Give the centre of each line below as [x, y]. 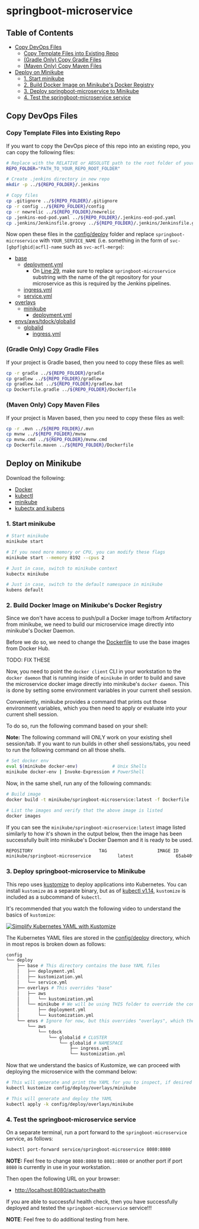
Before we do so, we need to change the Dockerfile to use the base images [98, 642]
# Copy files [22, 196]
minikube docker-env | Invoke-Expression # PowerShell [75, 772]
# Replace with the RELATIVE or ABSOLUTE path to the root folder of [94, 163]
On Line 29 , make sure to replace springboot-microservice [104, 271]
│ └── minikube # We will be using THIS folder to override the [100, 1004]
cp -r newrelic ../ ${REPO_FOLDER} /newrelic [61, 212]
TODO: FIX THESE [28, 660]
